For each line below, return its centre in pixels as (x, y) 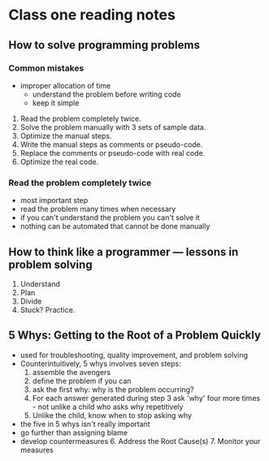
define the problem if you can (82, 381)
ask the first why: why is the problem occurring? (113, 389)
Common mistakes (46, 68)
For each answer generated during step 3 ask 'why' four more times (146, 398)
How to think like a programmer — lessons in (124, 252)
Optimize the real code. (59, 162)
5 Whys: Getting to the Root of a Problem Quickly (135, 336)
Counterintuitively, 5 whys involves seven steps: (100, 364)
